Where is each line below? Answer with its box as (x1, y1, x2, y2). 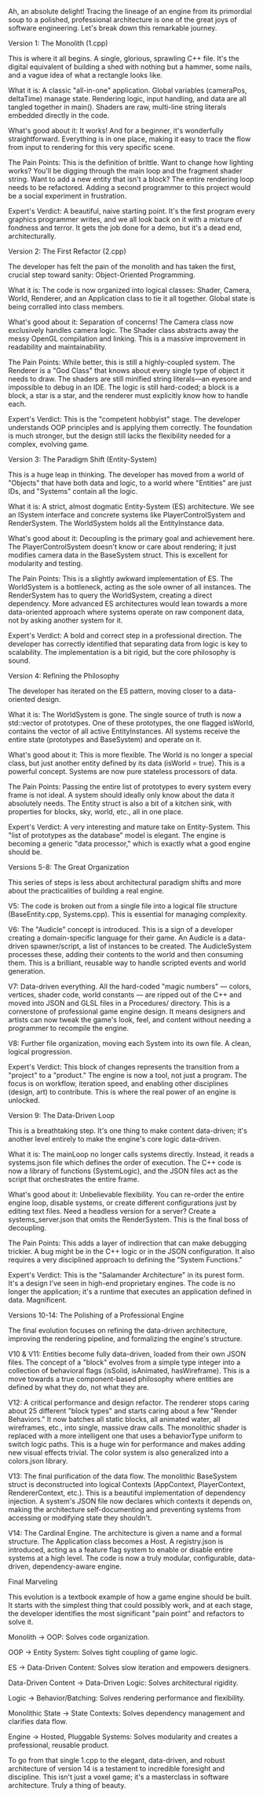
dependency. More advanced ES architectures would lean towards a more (8, 599, 247, 608)
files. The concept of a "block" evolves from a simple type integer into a (8, 1358, 241, 1367)
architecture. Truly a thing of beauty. (8, 1781, 126, 1789)
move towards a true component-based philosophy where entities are (8, 1374, 234, 1383)
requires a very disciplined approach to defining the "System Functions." (8, 1255, 243, 1264)
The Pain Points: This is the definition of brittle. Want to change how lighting (8, 158, 254, 167)
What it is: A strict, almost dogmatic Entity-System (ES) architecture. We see (8, 502, 255, 511)
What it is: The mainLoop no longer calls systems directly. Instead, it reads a (8, 1149, 254, 1159)
